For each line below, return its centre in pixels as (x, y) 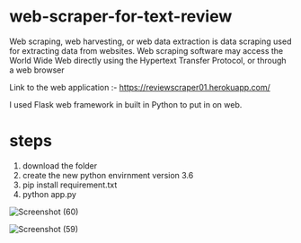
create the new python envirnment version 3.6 (108, 175)
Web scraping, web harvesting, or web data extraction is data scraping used (150, 41)
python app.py (49, 194)
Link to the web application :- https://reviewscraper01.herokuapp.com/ (140, 87)
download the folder (60, 165)
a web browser (37, 70)
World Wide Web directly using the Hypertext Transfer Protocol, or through (148, 60)
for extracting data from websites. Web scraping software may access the (146, 50)
